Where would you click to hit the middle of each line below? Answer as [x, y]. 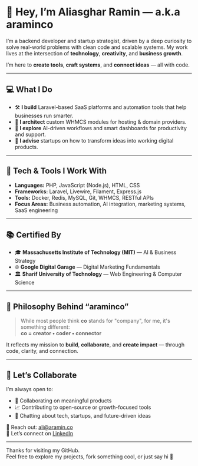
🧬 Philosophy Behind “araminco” [67, 307]
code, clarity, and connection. [42, 351]
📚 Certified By [34, 235]
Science [24, 283]
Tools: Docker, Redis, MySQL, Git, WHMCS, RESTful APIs [84, 197]
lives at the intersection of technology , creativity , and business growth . [95, 53]
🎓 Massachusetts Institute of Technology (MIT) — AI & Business [95, 252]
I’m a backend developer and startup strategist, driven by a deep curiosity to [99, 41]
